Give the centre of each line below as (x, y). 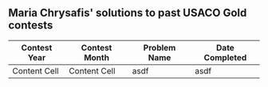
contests (31, 26)
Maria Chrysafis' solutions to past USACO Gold (128, 13)
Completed (225, 57)
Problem (160, 47)
